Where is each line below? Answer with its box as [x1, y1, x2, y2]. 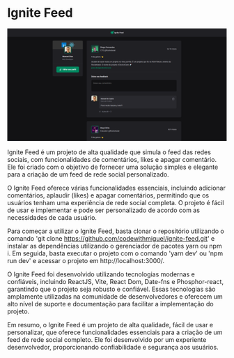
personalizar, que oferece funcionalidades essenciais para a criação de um [7, 328, 223, 336]
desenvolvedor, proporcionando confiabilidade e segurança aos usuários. [7, 343, 219, 351]
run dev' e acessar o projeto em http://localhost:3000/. [7, 256, 165, 264]
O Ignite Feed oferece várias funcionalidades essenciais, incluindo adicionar [7, 184, 226, 192]
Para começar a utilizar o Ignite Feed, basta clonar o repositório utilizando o [7, 227, 224, 235]
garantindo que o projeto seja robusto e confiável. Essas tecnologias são [7, 285, 216, 293]
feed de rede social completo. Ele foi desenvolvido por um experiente [7, 335, 207, 343]
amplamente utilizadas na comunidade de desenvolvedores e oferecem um [7, 292, 223, 301]
